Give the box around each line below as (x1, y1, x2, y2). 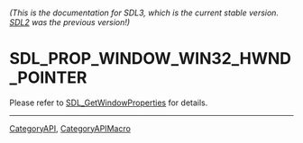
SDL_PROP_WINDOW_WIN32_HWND (9, 48, 291, 68)
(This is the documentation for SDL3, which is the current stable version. (9, 7, 280, 18)
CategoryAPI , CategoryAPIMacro (9, 122, 131, 134)
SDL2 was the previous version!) (9, 16, 131, 27)
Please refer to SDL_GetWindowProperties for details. (9, 97, 208, 108)
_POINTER (9, 67, 87, 87)
